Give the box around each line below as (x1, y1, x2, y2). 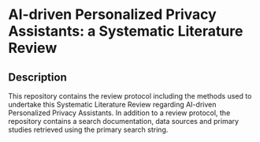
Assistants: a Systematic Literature (8, 22, 243, 40)
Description (8, 70, 67, 84)
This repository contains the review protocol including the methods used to (8, 92, 252, 100)
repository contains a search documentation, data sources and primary (8, 117, 239, 125)
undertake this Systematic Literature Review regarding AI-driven (8, 100, 217, 109)
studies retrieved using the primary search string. (8, 125, 169, 134)
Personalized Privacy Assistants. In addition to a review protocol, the (8, 108, 231, 118)
